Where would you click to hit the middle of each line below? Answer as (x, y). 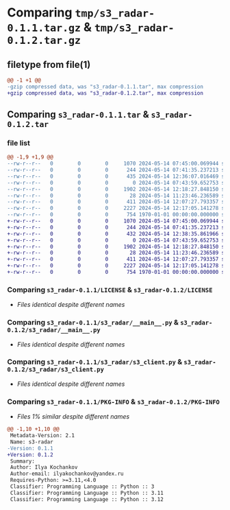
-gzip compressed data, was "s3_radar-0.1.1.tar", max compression (105, 86)
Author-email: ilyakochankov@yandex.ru (67, 474)
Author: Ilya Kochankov (44, 467)
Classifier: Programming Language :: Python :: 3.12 (87, 499)
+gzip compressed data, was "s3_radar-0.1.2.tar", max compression (105, 93)
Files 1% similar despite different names (73, 417)
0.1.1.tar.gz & (50, 27)
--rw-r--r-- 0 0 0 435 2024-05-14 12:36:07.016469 (113, 176)
